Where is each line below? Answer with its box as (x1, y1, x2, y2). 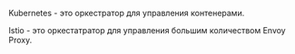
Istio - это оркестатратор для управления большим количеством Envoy (8, 25, 287, 35)
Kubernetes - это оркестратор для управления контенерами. (8, 8, 245, 18)
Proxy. (8, 35, 33, 45)
